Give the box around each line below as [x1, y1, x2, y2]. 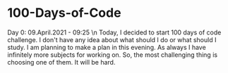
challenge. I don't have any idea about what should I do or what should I [7, 35, 217, 44]
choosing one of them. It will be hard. [7, 58, 116, 66]
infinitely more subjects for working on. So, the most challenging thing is [7, 51, 217, 59]
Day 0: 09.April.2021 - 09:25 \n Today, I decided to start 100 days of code [7, 28, 222, 36]
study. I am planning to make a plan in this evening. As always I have [7, 43, 206, 51]
